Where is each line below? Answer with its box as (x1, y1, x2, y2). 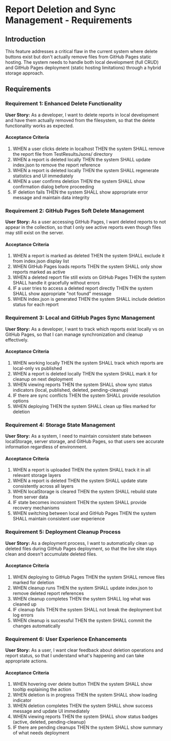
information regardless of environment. (5, 444, 88, 450)
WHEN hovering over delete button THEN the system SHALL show (12, 681, 152, 687)
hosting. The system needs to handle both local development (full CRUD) (5, 59, 159, 65)
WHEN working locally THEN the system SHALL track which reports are (12, 360, 164, 366)
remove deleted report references (12, 590, 84, 596)
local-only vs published (12, 365, 62, 371)
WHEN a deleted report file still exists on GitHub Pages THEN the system (12, 274, 166, 280)
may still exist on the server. (5, 230, 64, 236)
